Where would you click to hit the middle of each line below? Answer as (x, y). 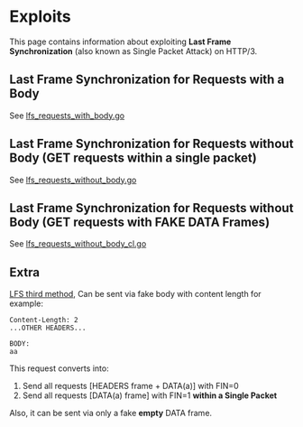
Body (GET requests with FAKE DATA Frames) (140, 222)
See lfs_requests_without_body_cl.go (78, 244)
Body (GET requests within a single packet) (133, 158)
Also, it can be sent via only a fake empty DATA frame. (111, 413)
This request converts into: (60, 368)
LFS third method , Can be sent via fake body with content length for (135, 294)
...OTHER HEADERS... (48, 328)
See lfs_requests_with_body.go (67, 116)
